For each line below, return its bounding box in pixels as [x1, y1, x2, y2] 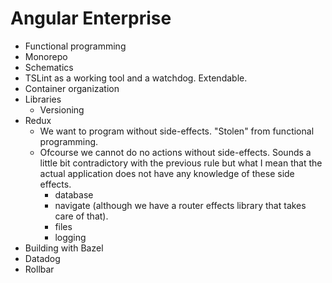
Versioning [39, 103, 85, 116]
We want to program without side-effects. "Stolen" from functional [39, 125, 315, 137]
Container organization [24, 82, 120, 94]
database [54, 188, 94, 201]
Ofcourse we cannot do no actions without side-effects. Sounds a [39, 146, 312, 158]
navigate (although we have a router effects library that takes [54, 199, 307, 211]
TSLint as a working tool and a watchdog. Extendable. [24, 72, 248, 84]
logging [54, 231, 87, 243]
